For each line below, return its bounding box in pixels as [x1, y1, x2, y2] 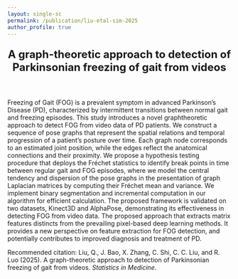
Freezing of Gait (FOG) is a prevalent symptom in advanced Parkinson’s [7, 98, 217, 107]
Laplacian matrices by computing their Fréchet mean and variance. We [7, 181, 215, 190]
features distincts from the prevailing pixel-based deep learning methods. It [7, 219, 229, 228]
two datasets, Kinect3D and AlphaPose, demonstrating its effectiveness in [7, 204, 225, 213]
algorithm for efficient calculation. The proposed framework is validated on [7, 196, 227, 205]
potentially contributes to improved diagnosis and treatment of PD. [7, 234, 202, 243]
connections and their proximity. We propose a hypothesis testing [7, 151, 200, 160]
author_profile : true [7, 23, 72, 31]
